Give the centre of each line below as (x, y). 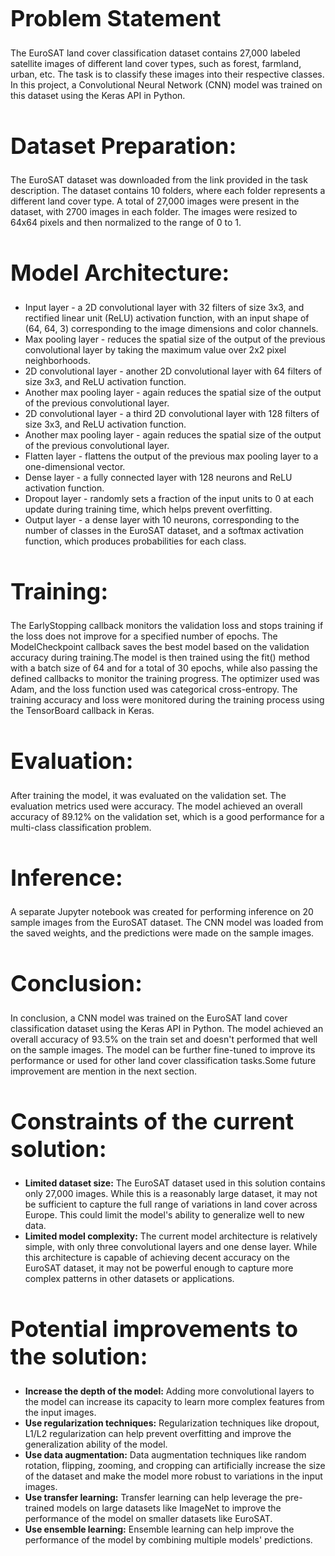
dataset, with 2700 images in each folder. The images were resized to (154, 211)
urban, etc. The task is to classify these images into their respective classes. (167, 74)
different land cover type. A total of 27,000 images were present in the (155, 201)
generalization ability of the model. (96, 1444)
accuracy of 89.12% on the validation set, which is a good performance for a (167, 816)
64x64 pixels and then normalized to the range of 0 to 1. (126, 222)
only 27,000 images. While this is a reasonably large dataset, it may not (171, 1193)
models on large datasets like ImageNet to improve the (169, 1508)
